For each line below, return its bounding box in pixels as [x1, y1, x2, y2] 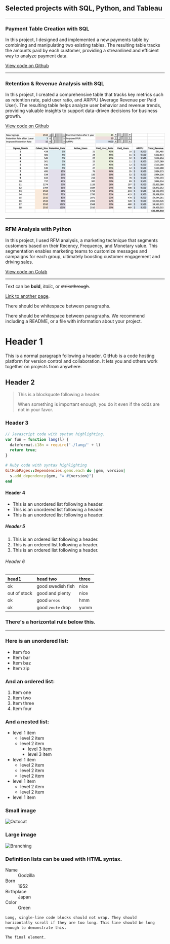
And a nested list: [5, 718, 50, 725]
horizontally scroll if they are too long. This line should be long [5, 920, 155, 925]
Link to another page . [5, 293, 50, 299]
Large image [5, 831, 36, 838]
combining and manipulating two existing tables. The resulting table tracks [5, 42, 160, 48]
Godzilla [18, 872, 35, 879]
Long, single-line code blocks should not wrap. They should [5, 915, 137, 920]
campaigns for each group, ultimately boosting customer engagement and [5, 253, 160, 259]
